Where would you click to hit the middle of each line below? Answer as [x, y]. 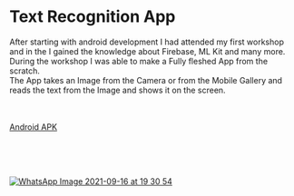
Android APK [33, 127]
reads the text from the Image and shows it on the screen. [118, 90]
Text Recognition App [93, 17]
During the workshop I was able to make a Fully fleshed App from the [139, 61]
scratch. [25, 71]
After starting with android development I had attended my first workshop [147, 42]
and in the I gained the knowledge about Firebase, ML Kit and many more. [147, 51]
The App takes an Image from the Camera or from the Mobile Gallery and [146, 80]
